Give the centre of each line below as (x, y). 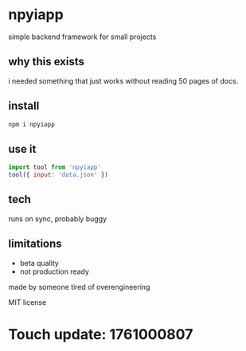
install (24, 106)
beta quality (39, 263)
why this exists (47, 62)
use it (22, 149)
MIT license (27, 302)
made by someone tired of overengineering (79, 287)
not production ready (55, 271)
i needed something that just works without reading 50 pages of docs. (123, 80)
